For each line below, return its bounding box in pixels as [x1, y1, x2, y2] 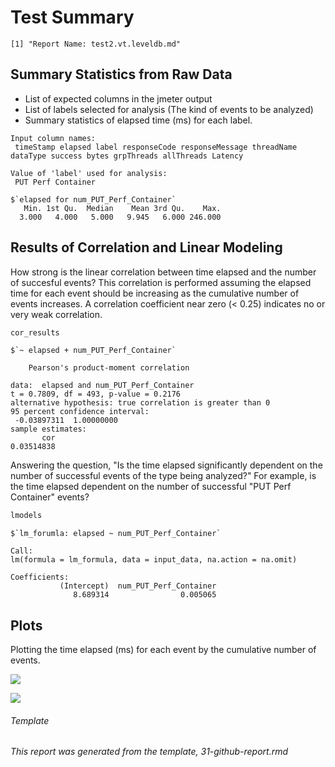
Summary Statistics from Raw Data [10, 66, 233, 83]
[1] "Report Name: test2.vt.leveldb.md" [10, 39, 182, 49]
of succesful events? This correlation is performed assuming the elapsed [10, 276, 312, 288]
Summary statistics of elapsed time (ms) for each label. [24, 114, 253, 126]
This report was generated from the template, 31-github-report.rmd [10, 746, 289, 758]
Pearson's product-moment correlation [28, 363, 190, 373]
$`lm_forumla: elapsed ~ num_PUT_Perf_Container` [10, 529, 222, 539]
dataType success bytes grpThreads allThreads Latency [10, 151, 244, 161]
